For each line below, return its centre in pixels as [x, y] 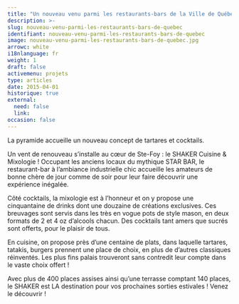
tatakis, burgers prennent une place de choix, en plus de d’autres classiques [119, 249]
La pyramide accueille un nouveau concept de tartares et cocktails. [106, 140]
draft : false [27, 67]
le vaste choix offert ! [38, 265]
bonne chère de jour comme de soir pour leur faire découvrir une [103, 177]
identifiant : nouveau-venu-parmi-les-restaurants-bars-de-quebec [106, 34]
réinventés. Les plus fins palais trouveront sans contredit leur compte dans [117, 257]
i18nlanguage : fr [33, 54]
